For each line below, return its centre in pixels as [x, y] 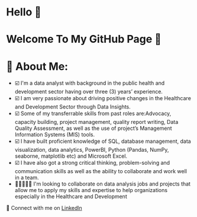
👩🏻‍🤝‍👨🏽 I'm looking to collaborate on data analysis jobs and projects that [103, 184]
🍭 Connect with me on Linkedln [44, 208]
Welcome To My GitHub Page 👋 [84, 39]
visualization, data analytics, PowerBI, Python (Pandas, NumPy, [92, 150]
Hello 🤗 [24, 12]
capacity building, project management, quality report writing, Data [96, 122]
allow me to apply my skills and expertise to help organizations [91, 190]
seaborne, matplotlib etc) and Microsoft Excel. [71, 156]
